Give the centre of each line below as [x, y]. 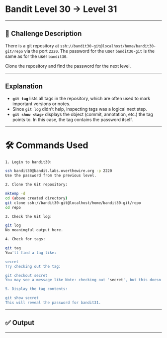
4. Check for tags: [25, 239]
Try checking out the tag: [33, 266]
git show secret [22, 298]
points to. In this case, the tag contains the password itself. [73, 119]
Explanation [24, 86]
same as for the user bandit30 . [37, 56]
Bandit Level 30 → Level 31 [61, 9]
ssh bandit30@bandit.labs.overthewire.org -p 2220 [59, 171]
